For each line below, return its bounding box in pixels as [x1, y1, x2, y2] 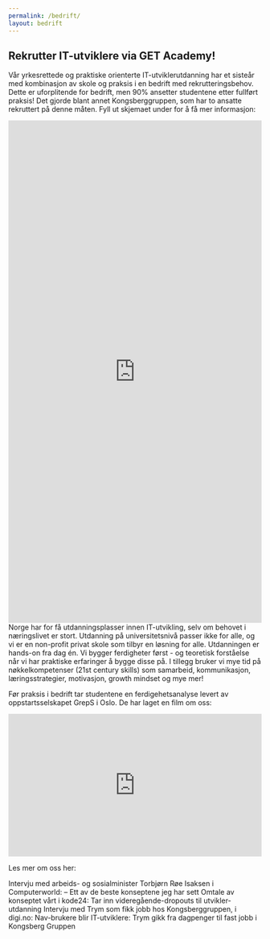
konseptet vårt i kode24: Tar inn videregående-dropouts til [8, 896, 202, 905]
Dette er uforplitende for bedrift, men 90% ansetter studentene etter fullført [8, 88, 259, 97]
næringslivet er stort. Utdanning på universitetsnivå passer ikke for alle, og [8, 631, 256, 641]
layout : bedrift [8, 19, 63, 27]
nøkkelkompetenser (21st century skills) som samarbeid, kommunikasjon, [8, 665, 251, 675]
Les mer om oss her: [8, 863, 76, 873]
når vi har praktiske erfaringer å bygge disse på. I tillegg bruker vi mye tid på [8, 657, 261, 666]
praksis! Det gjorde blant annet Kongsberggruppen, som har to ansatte [8, 96, 243, 105]
